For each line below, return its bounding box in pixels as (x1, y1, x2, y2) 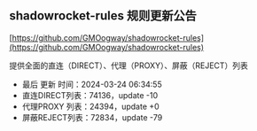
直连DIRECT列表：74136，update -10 (21, 89, 159, 100)
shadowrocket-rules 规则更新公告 (9, 8, 197, 24)
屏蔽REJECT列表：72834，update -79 (21, 112, 163, 122)
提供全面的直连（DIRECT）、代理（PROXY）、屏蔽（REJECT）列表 (9, 60, 248, 71)
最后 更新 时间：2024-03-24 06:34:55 (21, 79, 162, 89)
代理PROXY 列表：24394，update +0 (21, 101, 160, 112)
